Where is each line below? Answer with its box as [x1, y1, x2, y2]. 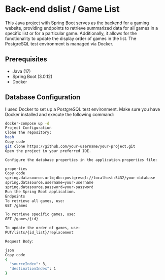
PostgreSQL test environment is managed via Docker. [5, 40, 114, 46]
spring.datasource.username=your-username [5, 180, 94, 185]
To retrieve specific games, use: [5, 212, 76, 217]
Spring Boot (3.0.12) [12, 73, 53, 80]
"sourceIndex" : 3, [9, 262, 48, 267]
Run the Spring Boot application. [5, 189, 76, 194]
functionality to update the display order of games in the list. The [5, 36, 136, 41]
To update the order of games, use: [5, 226, 80, 231]
